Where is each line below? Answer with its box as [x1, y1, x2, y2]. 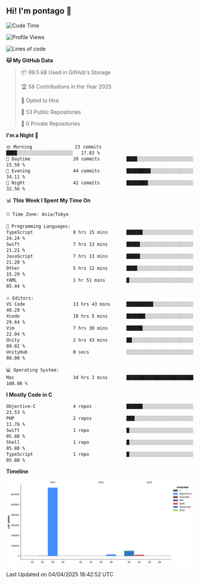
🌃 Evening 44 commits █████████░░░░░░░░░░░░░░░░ [6, 168, 194, 174]
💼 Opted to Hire [20, 96, 60, 104]
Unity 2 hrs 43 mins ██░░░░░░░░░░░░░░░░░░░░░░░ [6, 337, 194, 343]
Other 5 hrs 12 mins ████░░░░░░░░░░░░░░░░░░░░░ [6, 265, 194, 271]
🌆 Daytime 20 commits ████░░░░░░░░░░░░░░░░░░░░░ [6, 156, 194, 162]
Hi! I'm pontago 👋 [6, 6, 72, 16]
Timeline [6, 468, 29, 475]
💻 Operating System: [6, 367, 60, 373]
